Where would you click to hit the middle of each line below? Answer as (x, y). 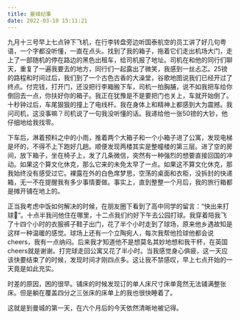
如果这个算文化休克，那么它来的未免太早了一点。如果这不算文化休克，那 (126, 164)
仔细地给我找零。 (32, 122)
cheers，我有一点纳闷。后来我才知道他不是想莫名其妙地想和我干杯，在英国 (118, 242)
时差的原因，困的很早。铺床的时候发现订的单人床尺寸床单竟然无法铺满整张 (117, 283)
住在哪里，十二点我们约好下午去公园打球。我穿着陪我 (142, 215)
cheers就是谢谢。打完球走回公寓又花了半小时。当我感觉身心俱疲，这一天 (115, 250)
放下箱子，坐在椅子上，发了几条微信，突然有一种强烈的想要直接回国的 (123, 155)
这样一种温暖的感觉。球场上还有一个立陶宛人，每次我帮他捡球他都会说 (111, 233)
